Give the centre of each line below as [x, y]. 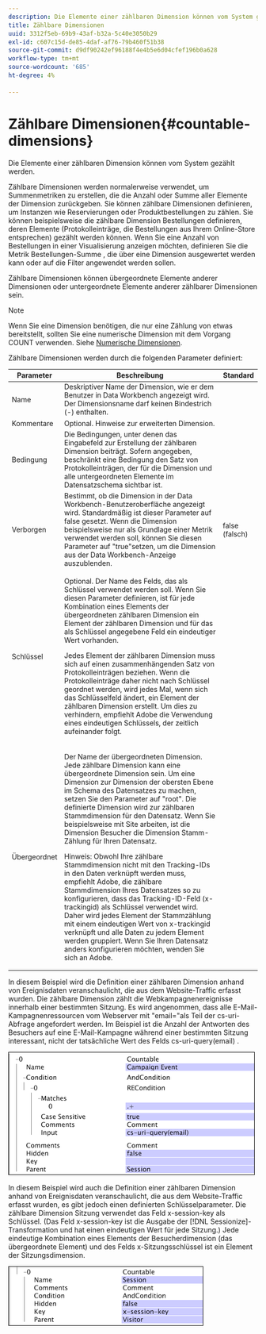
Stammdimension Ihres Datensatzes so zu [132, 890]
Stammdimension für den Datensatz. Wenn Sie [140, 815]
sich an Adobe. [88, 957]
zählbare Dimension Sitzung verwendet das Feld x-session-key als [117, 1213]
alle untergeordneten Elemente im [119, 476]
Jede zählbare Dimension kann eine [122, 765]
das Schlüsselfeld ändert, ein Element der [131, 698]
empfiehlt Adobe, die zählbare [113, 882]
